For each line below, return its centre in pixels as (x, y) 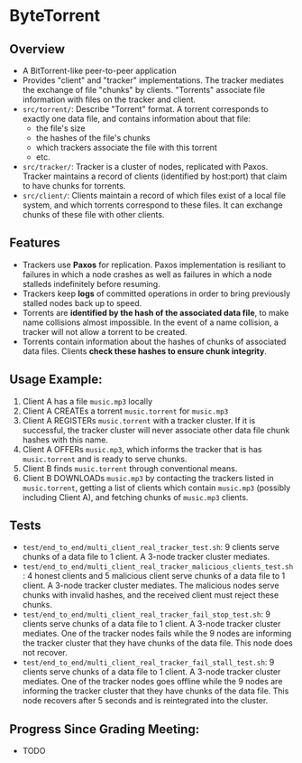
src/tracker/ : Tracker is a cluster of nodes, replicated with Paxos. (145, 167)
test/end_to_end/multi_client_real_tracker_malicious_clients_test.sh (158, 567)
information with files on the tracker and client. (109, 99)
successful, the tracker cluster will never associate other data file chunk (156, 430)
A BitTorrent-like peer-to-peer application (100, 70)
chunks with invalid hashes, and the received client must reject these (151, 595)
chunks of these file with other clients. (93, 214)
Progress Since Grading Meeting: (105, 729)
